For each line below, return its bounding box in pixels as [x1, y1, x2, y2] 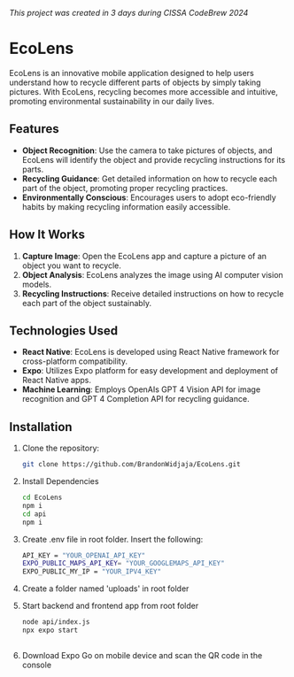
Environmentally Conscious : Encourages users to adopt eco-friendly [21, 192, 276, 203]
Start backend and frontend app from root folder [21, 601, 199, 612]
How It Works [9, 227, 86, 242]
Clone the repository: [21, 442, 100, 454]
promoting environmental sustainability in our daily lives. [9, 96, 215, 106]
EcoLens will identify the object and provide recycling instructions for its [21, 154, 286, 165]
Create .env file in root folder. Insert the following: [21, 534, 204, 544]
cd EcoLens [21, 493, 63, 503]
